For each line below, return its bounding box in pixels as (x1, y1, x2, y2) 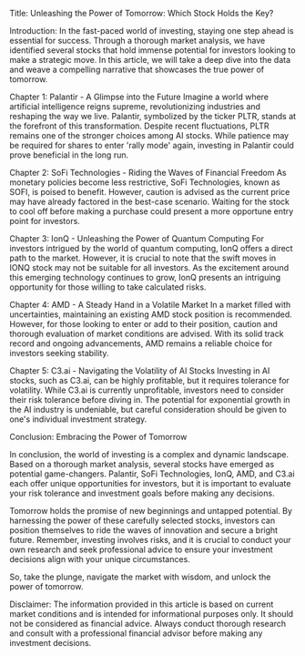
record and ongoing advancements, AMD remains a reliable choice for (9, 338, 273, 349)
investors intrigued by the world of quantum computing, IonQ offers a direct (9, 243, 293, 253)
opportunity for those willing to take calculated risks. (9, 282, 207, 292)
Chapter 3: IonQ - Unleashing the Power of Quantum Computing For (9, 233, 265, 244)
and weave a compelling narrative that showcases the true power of (9, 64, 265, 75)
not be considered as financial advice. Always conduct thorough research (9, 619, 287, 629)
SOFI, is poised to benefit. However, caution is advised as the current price (9, 187, 290, 197)
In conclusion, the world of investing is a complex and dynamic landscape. (9, 449, 290, 459)
